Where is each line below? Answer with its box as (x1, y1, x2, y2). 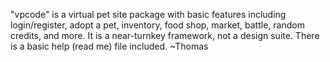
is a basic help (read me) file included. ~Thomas (10, 40, 209, 52)
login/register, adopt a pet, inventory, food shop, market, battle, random (10, 19, 305, 31)
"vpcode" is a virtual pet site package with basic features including (10, 9, 287, 20)
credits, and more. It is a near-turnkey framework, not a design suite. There (10, 30, 320, 41)
